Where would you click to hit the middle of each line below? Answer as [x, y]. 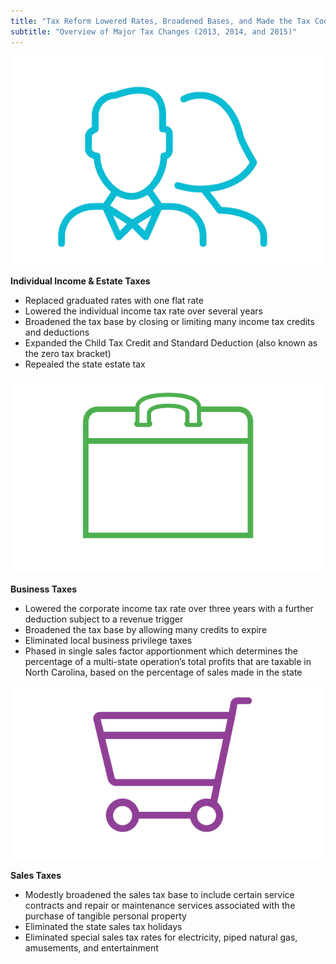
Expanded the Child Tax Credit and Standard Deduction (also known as [171, 342]
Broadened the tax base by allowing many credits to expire [146, 630]
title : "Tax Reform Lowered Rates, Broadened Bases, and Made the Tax [160, 21]
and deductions [57, 332]
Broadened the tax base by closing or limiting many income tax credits [169, 321]
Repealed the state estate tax [85, 364]
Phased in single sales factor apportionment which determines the [161, 651]
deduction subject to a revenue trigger [104, 619]
